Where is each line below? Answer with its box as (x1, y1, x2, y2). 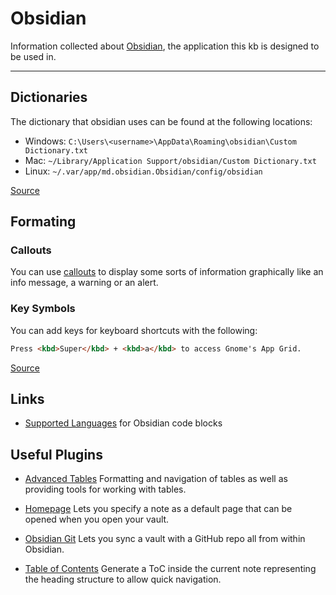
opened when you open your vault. (24, 513, 170, 526)
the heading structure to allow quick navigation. (24, 573, 222, 586)
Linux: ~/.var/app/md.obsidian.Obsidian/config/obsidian (24, 165, 263, 177)
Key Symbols (10, 302, 76, 316)
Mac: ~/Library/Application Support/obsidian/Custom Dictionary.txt (24, 154, 317, 166)
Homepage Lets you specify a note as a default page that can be (24, 503, 293, 515)
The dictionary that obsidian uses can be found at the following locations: (10, 115, 313, 127)
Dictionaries (10, 89, 88, 106)
